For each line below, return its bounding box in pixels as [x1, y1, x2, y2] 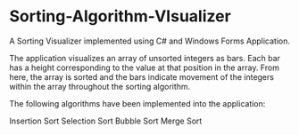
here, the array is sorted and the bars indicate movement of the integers [9, 71, 275, 82]
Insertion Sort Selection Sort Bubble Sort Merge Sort [9, 115, 203, 126]
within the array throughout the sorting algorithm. [9, 81, 191, 91]
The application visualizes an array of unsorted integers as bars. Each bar [9, 52, 281, 63]
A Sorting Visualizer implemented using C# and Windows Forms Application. [9, 36, 290, 46]
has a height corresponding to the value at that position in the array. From [9, 62, 279, 73]
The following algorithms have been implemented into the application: [9, 98, 266, 108]
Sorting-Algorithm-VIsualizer [9, 6, 232, 27]
